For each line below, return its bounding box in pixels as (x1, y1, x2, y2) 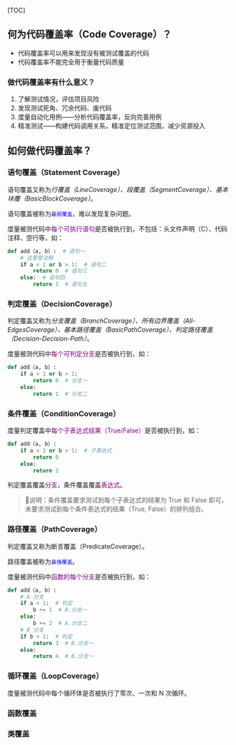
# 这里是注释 (20, 254, 53, 261)
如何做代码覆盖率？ (7, 144, 92, 156)
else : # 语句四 (20, 274, 66, 281)
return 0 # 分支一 (33, 377, 88, 385)
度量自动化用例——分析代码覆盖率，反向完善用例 (17, 113, 162, 121)
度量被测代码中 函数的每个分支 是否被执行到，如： (7, 572, 151, 581)
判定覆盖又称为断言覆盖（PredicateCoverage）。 (7, 542, 148, 550)
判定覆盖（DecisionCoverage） (7, 299, 117, 309)
